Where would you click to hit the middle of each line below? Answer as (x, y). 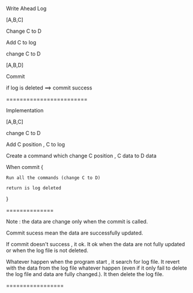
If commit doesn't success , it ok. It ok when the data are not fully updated (96, 244)
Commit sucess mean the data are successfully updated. (75, 233)
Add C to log (21, 42)
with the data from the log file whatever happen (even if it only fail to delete (96, 268)
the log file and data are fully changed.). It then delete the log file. (85, 274)
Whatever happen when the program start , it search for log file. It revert (93, 262)
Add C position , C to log (36, 144)
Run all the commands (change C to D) (53, 178)
